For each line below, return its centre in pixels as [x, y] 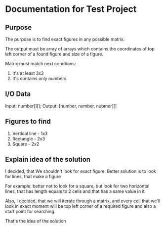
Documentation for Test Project [71, 9]
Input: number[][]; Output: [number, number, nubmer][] [61, 106]
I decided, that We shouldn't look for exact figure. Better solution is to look [81, 171]
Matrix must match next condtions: [41, 64]
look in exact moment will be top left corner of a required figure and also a [81, 206]
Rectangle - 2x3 [29, 138]
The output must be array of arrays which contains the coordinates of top [80, 49]
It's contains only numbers [39, 78]
